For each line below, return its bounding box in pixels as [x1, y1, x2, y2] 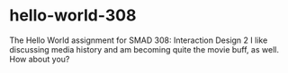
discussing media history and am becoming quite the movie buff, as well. [9, 44, 279, 54]
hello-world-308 [9, 5, 137, 26]
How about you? [9, 53, 70, 64]
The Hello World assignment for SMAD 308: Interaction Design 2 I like [9, 35, 268, 45]
